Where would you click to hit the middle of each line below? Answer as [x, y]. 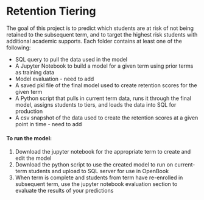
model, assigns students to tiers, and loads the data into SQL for [96, 104]
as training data [35, 72]
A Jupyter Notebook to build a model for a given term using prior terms [104, 66]
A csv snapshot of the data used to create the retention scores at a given [107, 118]
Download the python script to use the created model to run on [94, 165]
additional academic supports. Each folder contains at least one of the [94, 41]
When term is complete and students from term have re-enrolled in [99, 177]
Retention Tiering [51, 11]
